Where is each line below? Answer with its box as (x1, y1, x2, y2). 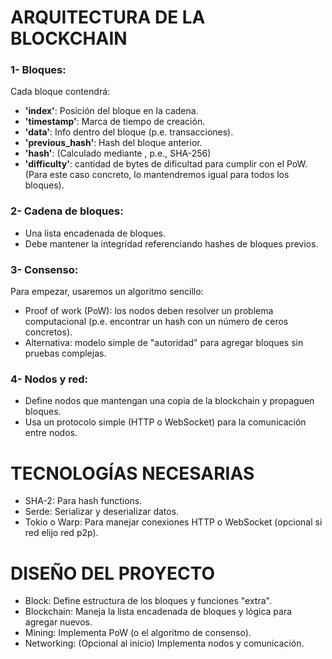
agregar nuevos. (24, 616, 93, 628)
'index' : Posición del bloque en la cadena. (24, 105, 199, 117)
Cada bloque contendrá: (10, 86, 111, 98)
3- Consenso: (10, 262, 79, 276)
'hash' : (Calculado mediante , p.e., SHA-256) (24, 147, 212, 160)
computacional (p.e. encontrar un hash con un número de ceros (24, 316, 289, 328)
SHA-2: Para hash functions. (24, 495, 143, 507)
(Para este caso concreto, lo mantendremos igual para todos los (24, 169, 290, 181)
